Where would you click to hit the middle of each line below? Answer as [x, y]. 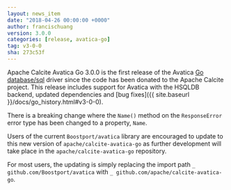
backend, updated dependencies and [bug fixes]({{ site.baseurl [98, 94]
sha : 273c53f [26, 53]
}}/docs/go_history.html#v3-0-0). [55, 102]
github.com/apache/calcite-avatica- [169, 172]
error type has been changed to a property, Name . [77, 122]
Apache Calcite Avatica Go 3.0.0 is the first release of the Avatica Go [105, 72]
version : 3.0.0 [29, 33]
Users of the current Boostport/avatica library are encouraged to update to [115, 136]
